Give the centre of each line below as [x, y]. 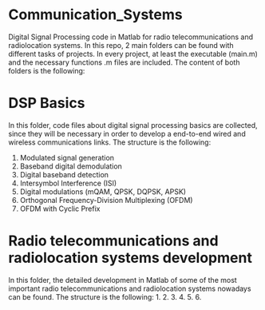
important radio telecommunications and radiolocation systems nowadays [130, 288]
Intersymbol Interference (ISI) [68, 183]
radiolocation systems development [131, 258]
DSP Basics [47, 103]
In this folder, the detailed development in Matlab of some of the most [123, 280]
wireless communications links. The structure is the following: [110, 142]
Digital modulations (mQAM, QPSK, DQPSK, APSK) [103, 191]
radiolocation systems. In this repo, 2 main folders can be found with [121, 45]
